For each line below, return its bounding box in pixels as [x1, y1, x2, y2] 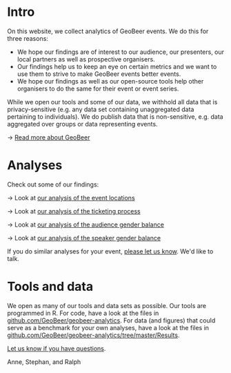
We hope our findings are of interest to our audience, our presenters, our [17, 48, 225, 56]
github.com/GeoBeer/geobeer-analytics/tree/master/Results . [7, 331, 180, 339]
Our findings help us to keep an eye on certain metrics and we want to [17, 62, 217, 70]
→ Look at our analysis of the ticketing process [7, 207, 141, 215]
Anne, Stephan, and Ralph [7, 357, 81, 366]
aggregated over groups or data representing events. [7, 119, 158, 128]
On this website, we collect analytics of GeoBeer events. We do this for [7, 27, 209, 35]
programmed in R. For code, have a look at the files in [7, 309, 159, 317]
